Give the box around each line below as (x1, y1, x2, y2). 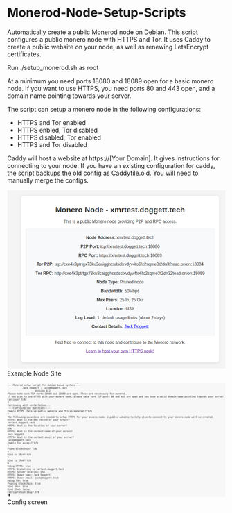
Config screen (7, 498, 48, 506)
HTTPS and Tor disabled (17, 140, 88, 149)
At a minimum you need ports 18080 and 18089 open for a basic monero (7, 76, 214, 85)
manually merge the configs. (7, 176, 89, 185)
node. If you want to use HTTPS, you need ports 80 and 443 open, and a (7, 84, 215, 92)
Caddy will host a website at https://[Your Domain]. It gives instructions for (7, 154, 220, 162)
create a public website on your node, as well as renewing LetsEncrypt (7, 42, 209, 51)
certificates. (7, 50, 42, 58)
